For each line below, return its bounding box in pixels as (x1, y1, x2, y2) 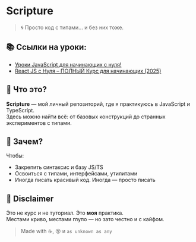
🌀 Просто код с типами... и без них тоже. (20, 24, 124, 31)
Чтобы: (6, 152, 24, 159)
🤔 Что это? (6, 84, 48, 95)
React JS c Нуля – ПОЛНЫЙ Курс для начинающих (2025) (14, 67, 162, 74)
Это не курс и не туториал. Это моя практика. (6, 209, 124, 216)
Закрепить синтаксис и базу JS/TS (14, 164, 103, 171)
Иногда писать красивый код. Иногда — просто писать (14, 177, 156, 184)
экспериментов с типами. (6, 119, 72, 126)
